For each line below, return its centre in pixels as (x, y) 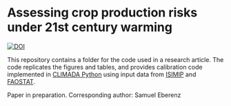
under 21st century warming (90, 27)
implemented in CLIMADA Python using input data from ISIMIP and (102, 74)
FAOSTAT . (21, 81)
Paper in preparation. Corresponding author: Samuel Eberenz (94, 95)
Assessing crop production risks (102, 13)
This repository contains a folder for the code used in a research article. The (115, 59)
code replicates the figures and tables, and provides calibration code (105, 67)
